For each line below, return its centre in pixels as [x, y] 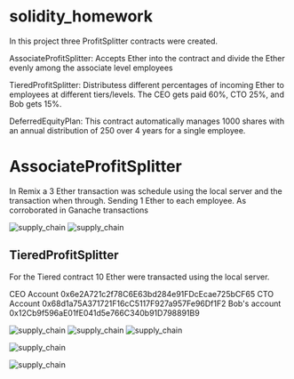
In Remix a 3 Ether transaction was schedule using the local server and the [146, 191]
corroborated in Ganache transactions [79, 210]
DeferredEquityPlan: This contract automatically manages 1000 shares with [147, 121]
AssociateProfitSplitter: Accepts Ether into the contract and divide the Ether [147, 58]
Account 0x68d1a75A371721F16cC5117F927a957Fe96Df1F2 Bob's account [145, 303]
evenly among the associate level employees [91, 68]
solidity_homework [81, 16]
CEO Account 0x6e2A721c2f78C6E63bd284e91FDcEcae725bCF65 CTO [141, 294]
